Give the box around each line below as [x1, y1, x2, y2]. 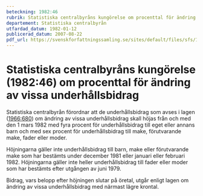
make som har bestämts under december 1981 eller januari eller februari [6, 152, 185, 159]
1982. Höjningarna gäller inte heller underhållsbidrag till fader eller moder [6, 158, 188, 166]
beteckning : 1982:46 [6, 8, 59, 15]
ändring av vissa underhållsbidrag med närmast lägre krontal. [6, 183, 159, 190]
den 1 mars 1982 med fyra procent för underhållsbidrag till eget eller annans [6, 121, 195, 128]
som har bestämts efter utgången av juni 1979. [6, 165, 122, 172]
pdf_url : [6, 37, 28, 43]
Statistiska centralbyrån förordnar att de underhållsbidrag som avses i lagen [6, 108, 195, 115]
